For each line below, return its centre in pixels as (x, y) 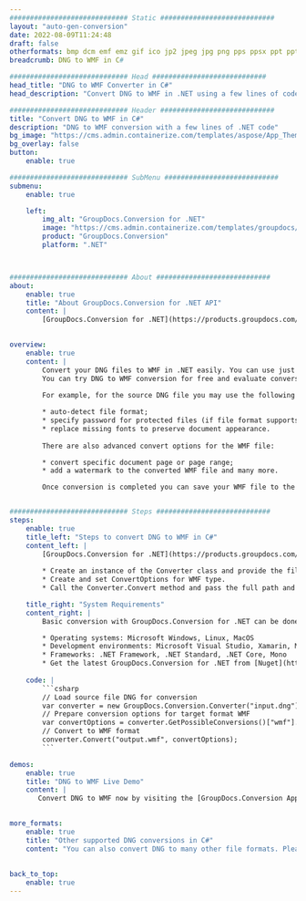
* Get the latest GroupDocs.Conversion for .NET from (146, 663)
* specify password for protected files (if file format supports (171, 420)
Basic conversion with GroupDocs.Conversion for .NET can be (161, 621)
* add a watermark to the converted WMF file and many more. (161, 471)
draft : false (34, 43)
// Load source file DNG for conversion (120, 697)
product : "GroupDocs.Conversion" (106, 237)
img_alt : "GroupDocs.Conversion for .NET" (124, 220)
